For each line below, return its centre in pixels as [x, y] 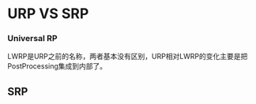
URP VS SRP [48, 14]
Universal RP [32, 39]
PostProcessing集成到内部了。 [57, 66]
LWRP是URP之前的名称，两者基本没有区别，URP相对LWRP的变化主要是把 [128, 57]
